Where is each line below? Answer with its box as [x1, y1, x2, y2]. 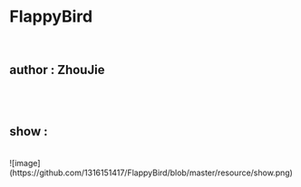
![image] [9, 157, 41, 168]
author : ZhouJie [9, 62, 105, 78]
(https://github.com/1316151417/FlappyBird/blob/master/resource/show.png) [9, 167, 293, 178]
